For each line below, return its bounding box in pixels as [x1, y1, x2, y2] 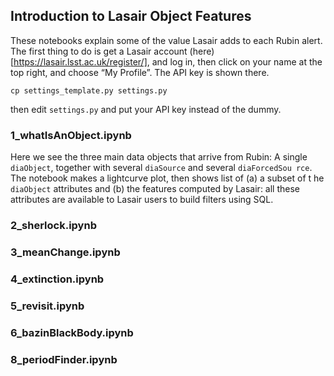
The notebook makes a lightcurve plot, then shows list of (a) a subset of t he [10, 172, 325, 184]
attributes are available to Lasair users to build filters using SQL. [10, 194, 274, 206]
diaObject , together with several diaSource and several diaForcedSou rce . [10, 162, 313, 174]
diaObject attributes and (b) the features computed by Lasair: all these [10, 183, 300, 195]
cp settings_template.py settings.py [10, 85, 168, 96]
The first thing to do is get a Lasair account [10, 45, 188, 57]
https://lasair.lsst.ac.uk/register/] [13, 55, 148, 68]
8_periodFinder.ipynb [10, 352, 118, 366]
